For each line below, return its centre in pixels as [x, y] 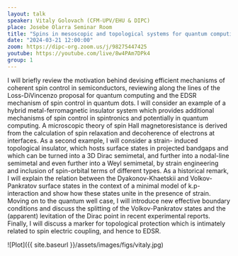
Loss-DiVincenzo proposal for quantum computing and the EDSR [102, 95]
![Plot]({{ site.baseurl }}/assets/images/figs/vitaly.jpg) [86, 245]
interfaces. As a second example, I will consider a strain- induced [103, 140]
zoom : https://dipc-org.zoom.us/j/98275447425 [77, 47]
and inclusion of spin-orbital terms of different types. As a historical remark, [118, 170]
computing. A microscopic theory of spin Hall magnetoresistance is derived [118, 126]
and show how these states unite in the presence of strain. [125, 193]
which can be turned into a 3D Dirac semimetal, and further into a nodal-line [118, 155]
